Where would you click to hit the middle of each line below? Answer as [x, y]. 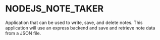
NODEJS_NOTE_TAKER [55, 9]
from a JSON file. [23, 33]
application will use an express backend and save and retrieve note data [80, 27]
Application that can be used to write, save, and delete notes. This [74, 22]
